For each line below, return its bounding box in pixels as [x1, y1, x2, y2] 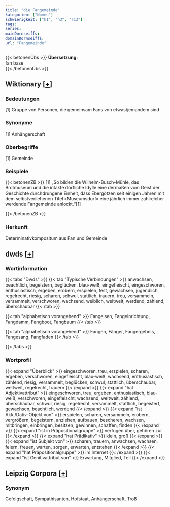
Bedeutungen [5, 95, 40, 102]
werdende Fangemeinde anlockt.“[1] [5, 201, 81, 207]
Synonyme [5, 119, 33, 126]
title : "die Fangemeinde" [5, 7, 60, 13]
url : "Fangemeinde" [5, 41, 47, 46]
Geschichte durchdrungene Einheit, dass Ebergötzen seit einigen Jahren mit [5, 190, 164, 196]
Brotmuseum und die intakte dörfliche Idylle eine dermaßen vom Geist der [5, 185, 160, 191]
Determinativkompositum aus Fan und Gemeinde [5, 235, 108, 241]
